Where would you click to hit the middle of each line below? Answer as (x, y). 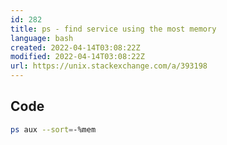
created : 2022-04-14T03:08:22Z (75, 47)
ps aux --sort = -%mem (53, 129)
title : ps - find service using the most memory (113, 29)
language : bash (42, 38)
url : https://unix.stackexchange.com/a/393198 (109, 66)
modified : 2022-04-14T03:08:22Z (77, 57)
